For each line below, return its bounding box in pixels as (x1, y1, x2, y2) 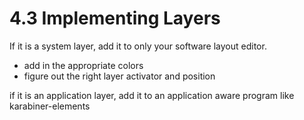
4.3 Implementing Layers (9, 7, 221, 30)
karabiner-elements (9, 100, 91, 112)
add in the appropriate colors (23, 59, 144, 71)
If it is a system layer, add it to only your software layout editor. (9, 40, 267, 52)
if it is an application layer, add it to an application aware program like (9, 89, 295, 101)
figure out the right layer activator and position (23, 70, 216, 82)
